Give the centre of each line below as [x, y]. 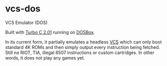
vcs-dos [23, 9]
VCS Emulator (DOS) [26, 22]
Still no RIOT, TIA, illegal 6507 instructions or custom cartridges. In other [80, 52]
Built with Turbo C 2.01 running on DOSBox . [50, 32]
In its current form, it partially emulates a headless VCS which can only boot [83, 42]
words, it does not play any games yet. [45, 57]
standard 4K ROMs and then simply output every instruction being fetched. [83, 47]
